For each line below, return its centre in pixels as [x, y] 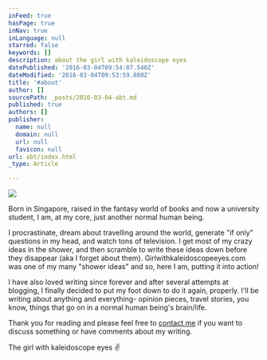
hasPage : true [32, 23]
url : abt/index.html [43, 156]
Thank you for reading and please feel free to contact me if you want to [126, 323]
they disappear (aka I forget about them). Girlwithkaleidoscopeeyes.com [127, 258]
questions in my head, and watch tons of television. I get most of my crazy [130, 241]
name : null [33, 127]
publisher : [26, 120]
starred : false [33, 45]
